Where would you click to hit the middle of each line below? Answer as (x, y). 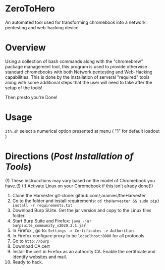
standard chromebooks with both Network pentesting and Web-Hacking (79, 72)
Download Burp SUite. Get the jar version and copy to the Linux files (82, 210)
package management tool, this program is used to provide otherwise (76, 66)
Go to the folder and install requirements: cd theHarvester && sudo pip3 (86, 201)
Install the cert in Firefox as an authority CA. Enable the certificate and (84, 251)
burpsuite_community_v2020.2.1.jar (49, 225)
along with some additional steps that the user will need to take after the (79, 82)
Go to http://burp (31, 241)
